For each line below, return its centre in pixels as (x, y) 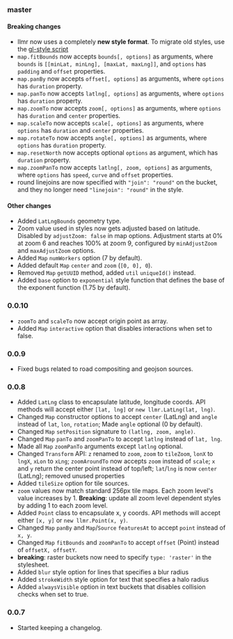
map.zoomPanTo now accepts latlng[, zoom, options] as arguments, (115, 168)
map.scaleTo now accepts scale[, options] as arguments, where (110, 123)
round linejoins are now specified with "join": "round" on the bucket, (117, 182)
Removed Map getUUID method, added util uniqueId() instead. (106, 273)
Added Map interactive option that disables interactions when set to (115, 328)
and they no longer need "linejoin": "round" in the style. (101, 190)
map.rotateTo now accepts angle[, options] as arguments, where (112, 138)
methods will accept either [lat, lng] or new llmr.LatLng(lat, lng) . (116, 409)
